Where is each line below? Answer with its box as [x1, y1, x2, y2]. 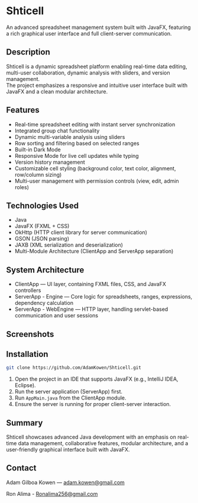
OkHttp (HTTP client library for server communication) [14, 229, 148, 236]
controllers [14, 287, 41, 294]
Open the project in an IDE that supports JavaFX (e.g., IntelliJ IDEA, [14, 375, 178, 382]
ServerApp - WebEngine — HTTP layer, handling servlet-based [14, 306, 168, 313]
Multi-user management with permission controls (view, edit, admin [14, 177, 179, 184]
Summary [6, 418, 43, 428]
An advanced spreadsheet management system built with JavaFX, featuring [6, 24, 191, 31]
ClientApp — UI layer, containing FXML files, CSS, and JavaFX [14, 281, 167, 288]
